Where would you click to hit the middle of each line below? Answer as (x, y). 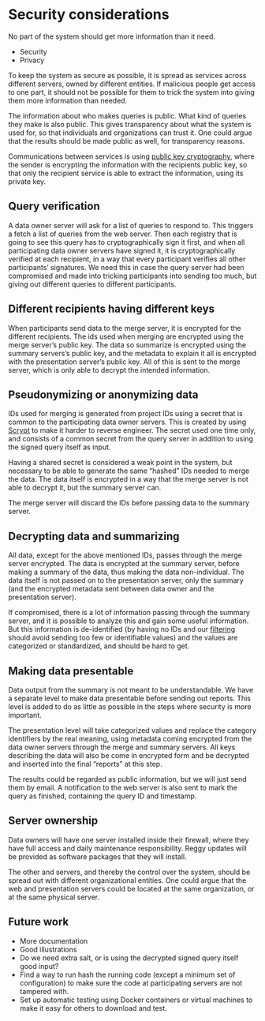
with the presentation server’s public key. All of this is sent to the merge (124, 362)
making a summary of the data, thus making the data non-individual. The (126, 572)
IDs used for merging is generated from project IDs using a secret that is (125, 414)
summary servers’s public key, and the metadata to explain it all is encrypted (132, 353)
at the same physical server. (54, 897)
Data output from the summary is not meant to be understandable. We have (131, 690)
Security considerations (89, 15)
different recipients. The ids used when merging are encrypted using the (126, 336)
